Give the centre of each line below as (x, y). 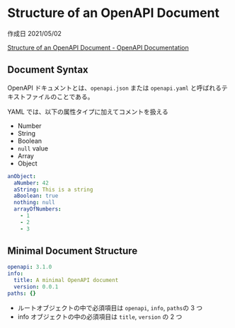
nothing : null (34, 203)
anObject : (22, 176)
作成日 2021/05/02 (35, 33)
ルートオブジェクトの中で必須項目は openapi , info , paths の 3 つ (110, 307)
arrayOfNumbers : (38, 209)
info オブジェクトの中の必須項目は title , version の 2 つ (100, 317)
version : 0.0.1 (36, 287)
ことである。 (75, 96)
